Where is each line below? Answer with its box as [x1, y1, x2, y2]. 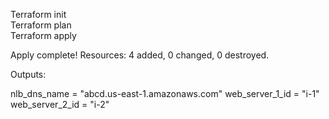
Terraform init [10, 9, 67, 20]
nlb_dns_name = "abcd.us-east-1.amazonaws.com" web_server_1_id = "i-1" [10, 88, 320, 99]
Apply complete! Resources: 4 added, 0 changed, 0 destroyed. [10, 49, 270, 61]
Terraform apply [10, 30, 77, 41]
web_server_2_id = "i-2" [10, 99, 110, 110]
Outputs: [10, 69, 47, 80]
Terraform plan [10, 19, 72, 31]
